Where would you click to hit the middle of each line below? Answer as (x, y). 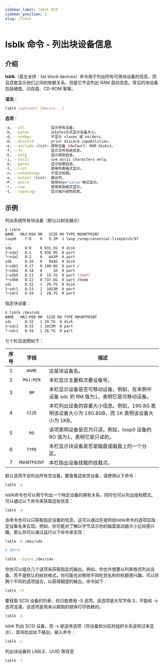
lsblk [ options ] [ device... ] (35, 109)
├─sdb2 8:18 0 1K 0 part (40, 271)
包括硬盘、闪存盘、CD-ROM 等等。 (41, 89)
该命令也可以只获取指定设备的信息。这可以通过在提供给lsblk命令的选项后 (78, 520)
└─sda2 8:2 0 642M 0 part (40, 257)
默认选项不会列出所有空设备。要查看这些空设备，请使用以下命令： (71, 475)
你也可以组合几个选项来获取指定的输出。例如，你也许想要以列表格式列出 (78, 569)
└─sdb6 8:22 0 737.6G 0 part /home (47, 280)
